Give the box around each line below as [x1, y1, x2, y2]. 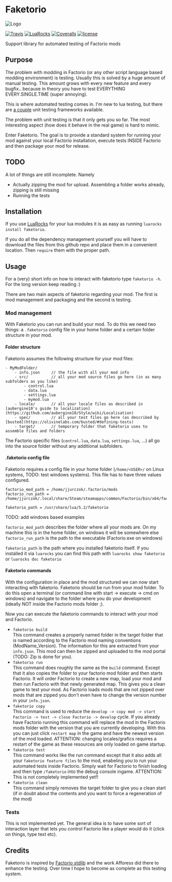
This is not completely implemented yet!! [12, 774, 99, 780]
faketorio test [12, 748, 46, 753]
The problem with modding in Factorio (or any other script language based [5, 69, 163, 75]
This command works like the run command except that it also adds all [12, 752, 162, 758]
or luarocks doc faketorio [5, 556, 62, 562]
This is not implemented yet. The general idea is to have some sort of [5, 820, 152, 826]
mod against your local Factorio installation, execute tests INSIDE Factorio [5, 137, 161, 144]
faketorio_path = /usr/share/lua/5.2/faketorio [5, 505, 109, 510]
